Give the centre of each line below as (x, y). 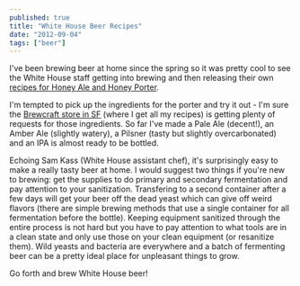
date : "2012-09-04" (46, 34)
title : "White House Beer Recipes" (76, 26)
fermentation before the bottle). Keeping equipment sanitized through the (145, 218)
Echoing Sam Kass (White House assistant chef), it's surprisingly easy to (144, 161)
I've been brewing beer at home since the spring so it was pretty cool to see (150, 68)
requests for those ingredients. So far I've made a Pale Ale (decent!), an (142, 124)
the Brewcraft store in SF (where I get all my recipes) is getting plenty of (142, 114)
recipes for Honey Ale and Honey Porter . (84, 87)
